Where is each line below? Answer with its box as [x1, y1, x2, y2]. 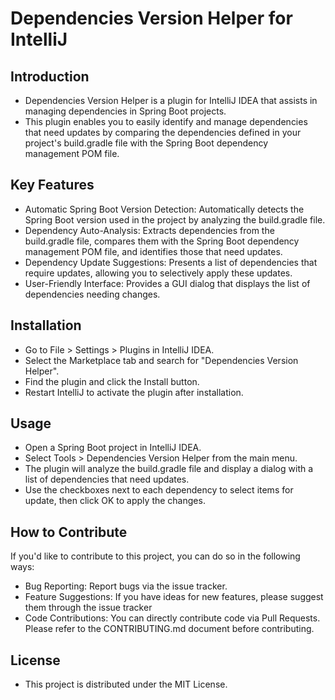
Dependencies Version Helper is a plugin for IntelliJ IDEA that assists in [24, 95, 318, 106]
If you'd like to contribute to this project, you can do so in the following [10, 550, 301, 562]
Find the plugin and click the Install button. [24, 375, 200, 387]
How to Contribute [10, 523, 128, 541]
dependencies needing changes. [24, 288, 161, 300]
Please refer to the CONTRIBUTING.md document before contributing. [24, 623, 315, 635]
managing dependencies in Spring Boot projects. [24, 105, 227, 117]
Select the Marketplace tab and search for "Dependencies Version [24, 354, 299, 366]
